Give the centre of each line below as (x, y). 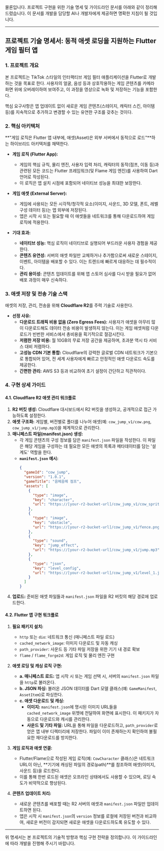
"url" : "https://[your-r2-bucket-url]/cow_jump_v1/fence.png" (97, 527)
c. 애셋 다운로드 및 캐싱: (42, 701)
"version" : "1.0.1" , (45, 477)
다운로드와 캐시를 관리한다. (65, 719)
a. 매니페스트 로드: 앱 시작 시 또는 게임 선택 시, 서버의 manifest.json (85, 676)
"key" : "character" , (53, 500)
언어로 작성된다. (34, 177)
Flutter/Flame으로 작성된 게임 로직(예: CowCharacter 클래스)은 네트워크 (87, 758)
